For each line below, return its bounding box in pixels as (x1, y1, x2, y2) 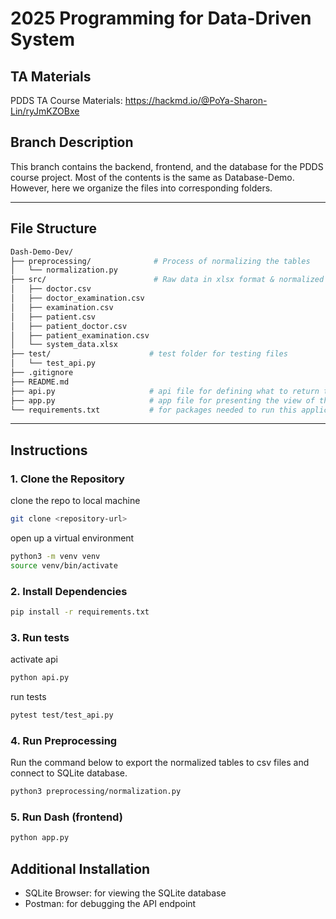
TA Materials (10, 68, 92, 85)
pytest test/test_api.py (10, 710, 114, 721)
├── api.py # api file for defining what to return (10, 386, 320, 396)
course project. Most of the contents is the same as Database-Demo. (10, 171, 295, 183)
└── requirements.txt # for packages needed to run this (10, 405, 298, 415)
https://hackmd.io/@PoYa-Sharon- (124, 95, 268, 106)
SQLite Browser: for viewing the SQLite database (24, 887, 227, 899)
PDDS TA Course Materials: (10, 95, 123, 106)
